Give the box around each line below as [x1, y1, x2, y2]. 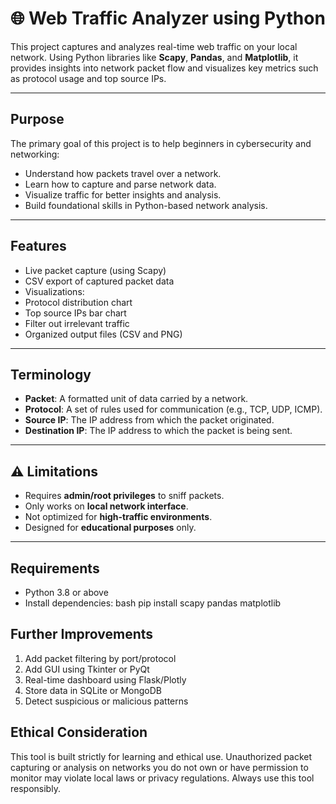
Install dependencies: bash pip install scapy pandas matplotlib [24, 597, 282, 609]
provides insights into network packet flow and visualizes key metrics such [10, 62, 319, 74]
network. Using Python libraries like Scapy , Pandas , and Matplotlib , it [10, 51, 299, 63]
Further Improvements [10, 626, 154, 643]
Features [10, 238, 67, 255]
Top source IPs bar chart [24, 307, 127, 319]
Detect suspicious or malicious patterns [24, 695, 189, 707]
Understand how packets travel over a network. [24, 167, 222, 179]
